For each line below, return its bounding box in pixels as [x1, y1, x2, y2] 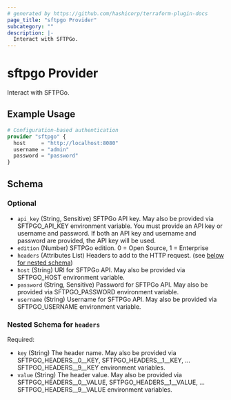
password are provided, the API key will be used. [17, 236, 157, 245]
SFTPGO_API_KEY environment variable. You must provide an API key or [17, 222, 223, 230]
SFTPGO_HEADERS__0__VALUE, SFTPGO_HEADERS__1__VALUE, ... [17, 378, 205, 387]
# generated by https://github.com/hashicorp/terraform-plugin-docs [7, 10, 208, 17]
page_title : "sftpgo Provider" [7, 17, 97, 23]
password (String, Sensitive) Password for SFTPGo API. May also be [17, 280, 208, 289]
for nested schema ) [17, 258, 74, 267]
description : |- [7, 29, 54, 37]
